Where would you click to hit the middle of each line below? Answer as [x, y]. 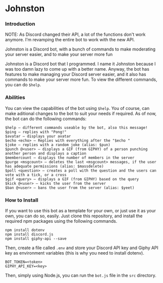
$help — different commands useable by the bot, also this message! [76, 128]
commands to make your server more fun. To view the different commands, [81, 79]
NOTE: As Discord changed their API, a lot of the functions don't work [75, 34]
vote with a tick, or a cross [36, 175]
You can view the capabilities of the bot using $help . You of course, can [77, 108]
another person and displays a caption [46, 153]
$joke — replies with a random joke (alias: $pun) [58, 145]
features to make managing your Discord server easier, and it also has [76, 75]
